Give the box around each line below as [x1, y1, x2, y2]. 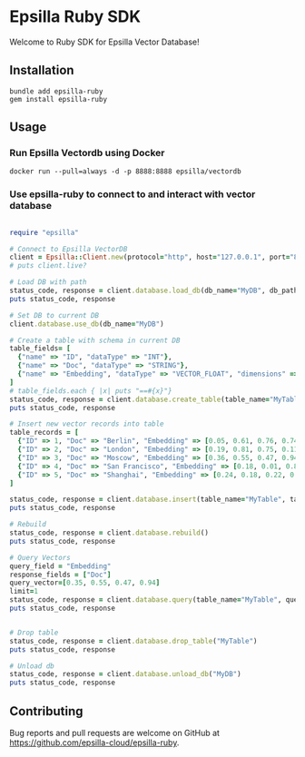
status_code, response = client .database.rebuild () [9, 528, 209, 537]
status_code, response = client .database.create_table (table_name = [9, 395, 271, 404]
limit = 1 [9, 587, 39, 596]
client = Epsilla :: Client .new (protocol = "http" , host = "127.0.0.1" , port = [9, 252, 290, 262]
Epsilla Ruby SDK [9, 6, 142, 27]
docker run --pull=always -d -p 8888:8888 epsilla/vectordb [9, 167, 242, 176]
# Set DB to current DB [9, 310, 100, 320]
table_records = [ [9, 428, 79, 437]
